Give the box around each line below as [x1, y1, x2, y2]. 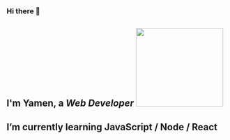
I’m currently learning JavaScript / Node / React [6, 121, 217, 133]
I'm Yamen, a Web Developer [6, 98, 134, 109]
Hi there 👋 [6, 6, 41, 16]
